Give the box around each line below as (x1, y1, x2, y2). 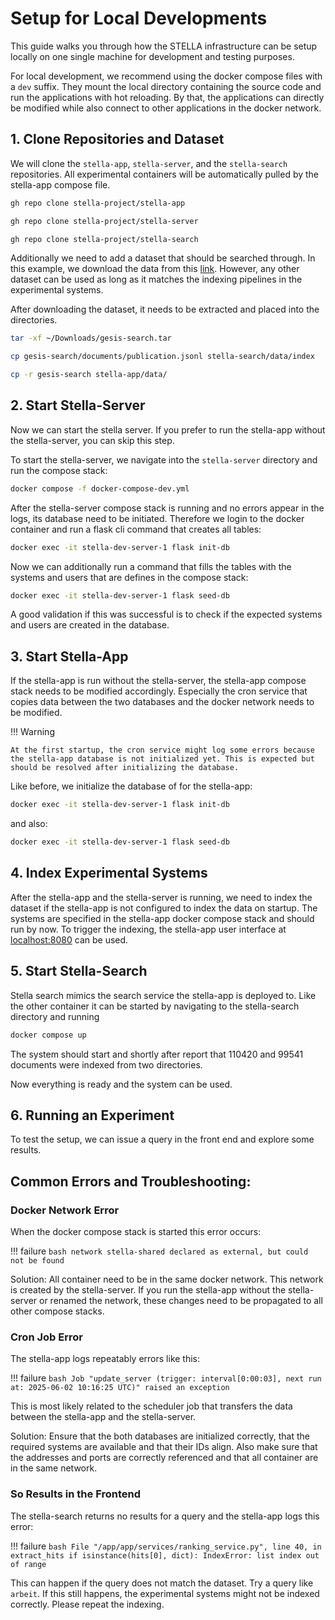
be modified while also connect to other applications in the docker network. (10, 102, 322, 114)
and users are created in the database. (10, 619, 170, 631)
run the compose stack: (10, 464, 108, 476)
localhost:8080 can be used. (10, 933, 129, 946)
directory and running (10, 1010, 100, 1022)
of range (10, 1559, 47, 1569)
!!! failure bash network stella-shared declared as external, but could (10, 1245, 309, 1257)
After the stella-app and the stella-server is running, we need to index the (10, 891, 313, 903)
